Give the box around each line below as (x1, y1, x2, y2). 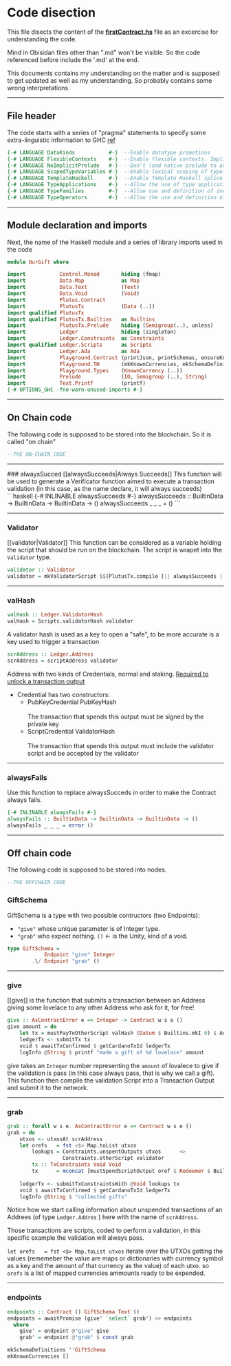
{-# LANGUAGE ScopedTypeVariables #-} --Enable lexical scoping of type (7, 168, 223, 175)
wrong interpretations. (7, 83, 70, 92)
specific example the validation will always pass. (7, 1234, 144, 1242)
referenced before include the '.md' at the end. (7, 55, 140, 63)
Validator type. (7, 553, 52, 561)
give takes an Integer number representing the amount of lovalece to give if (7, 1061, 219, 1069)
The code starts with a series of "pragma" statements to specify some (7, 128, 206, 137)
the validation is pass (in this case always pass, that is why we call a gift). (7, 1069, 215, 1077)
